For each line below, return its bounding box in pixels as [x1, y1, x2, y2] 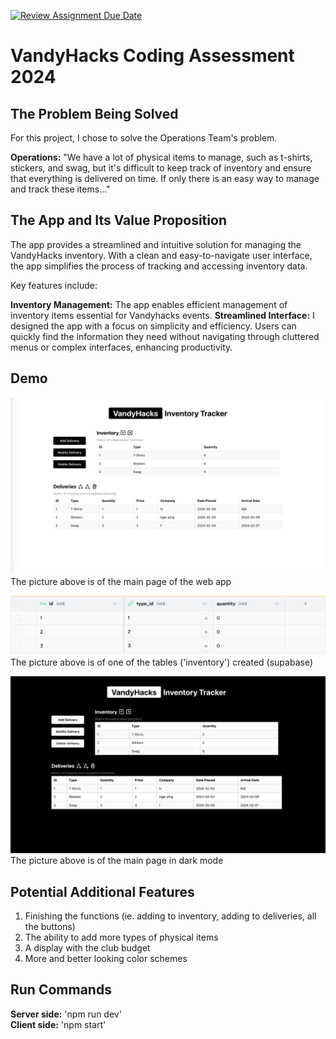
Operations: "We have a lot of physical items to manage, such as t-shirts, [10, 151, 313, 163]
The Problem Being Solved [10, 105, 179, 122]
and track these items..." [10, 183, 111, 195]
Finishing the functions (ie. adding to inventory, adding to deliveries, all [24, 910, 317, 922]
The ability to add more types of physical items [24, 931, 219, 943]
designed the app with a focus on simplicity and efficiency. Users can [10, 320, 297, 332]
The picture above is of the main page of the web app [10, 576, 232, 588]
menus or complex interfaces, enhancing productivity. [10, 341, 233, 353]
